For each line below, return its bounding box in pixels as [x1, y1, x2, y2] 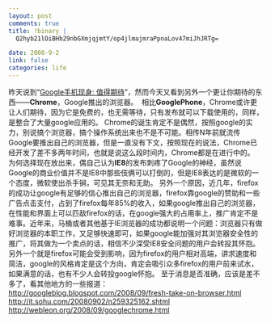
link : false [8, 57, 49, 65]
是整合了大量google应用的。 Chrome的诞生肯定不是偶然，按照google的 [8, 117, 247, 127]
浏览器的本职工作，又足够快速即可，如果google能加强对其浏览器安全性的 [15, 228, 259, 238]
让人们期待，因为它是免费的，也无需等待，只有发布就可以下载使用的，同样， [8, 107, 264, 117]
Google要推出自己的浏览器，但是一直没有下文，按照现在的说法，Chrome [8, 137, 251, 147]
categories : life [8, 64, 67, 73]
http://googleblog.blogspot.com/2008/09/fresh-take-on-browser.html [8, 287, 242, 297]
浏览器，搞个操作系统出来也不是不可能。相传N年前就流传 [50, 127, 241, 137]
